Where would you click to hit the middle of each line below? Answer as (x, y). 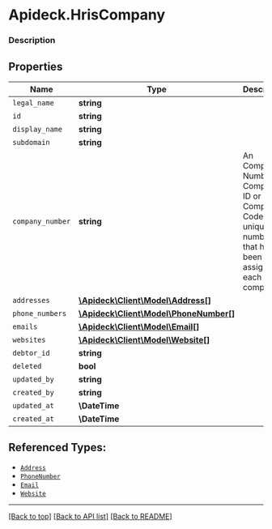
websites (29, 339)
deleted (27, 366)
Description (32, 41)
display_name (38, 129)
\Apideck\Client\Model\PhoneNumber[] (157, 314)
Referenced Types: (57, 448)
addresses (31, 300)
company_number (42, 221)
